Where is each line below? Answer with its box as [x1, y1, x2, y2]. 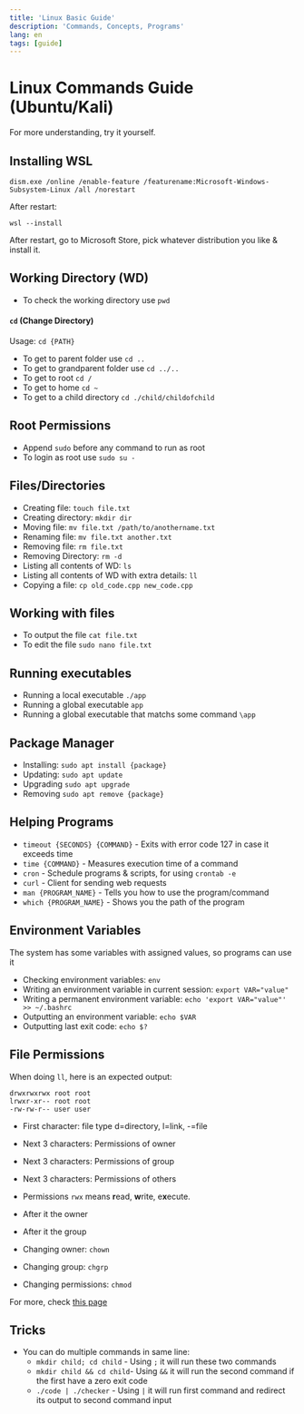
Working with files [9, 605, 115, 622]
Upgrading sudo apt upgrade [22, 779, 130, 790]
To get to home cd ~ [22, 382, 98, 393]
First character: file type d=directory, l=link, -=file [22, 1120, 208, 1131]
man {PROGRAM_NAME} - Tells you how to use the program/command [22, 887, 270, 898]
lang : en [9, 30, 43, 39]
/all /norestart [74, 185, 136, 194]
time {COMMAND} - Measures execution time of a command [22, 858, 239, 869]
